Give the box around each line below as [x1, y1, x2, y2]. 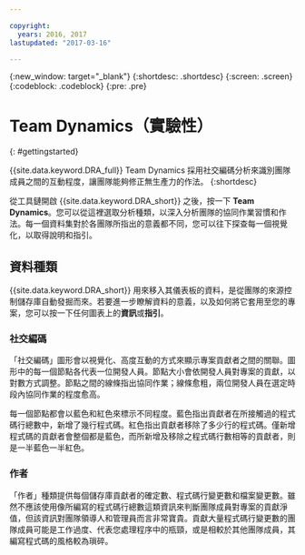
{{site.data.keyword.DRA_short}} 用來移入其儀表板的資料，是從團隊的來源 [9, 285, 284, 296]
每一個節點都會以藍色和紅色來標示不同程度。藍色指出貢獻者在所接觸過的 [9, 409, 280, 419]
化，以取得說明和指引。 [9, 229, 97, 241]
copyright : [9, 21, 51, 30]
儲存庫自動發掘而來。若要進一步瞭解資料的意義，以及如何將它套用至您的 [16, 297, 288, 308]
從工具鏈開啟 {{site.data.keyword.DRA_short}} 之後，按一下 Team [9, 196, 255, 207]
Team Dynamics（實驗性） [9, 116, 213, 136]
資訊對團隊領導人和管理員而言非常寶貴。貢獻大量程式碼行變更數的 [40, 512, 288, 523]
